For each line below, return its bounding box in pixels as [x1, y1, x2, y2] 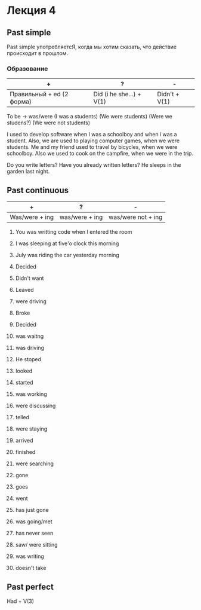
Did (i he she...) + [93, 90, 142, 99]
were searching [15, 460, 54, 467]
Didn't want [15, 274, 44, 282]
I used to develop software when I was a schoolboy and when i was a [7, 131, 178, 138]
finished [15, 449, 36, 456]
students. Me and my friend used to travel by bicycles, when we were [7, 144, 178, 151]
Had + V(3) [7, 597, 35, 605]
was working [15, 391, 47, 398]
